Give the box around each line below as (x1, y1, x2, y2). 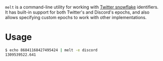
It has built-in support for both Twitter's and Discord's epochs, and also (5, 9, 150, 15)
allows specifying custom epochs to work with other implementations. (5, 15, 147, 20)
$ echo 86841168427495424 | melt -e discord (5, 47, 98, 53)
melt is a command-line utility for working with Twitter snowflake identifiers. (5, 4, 159, 10)
